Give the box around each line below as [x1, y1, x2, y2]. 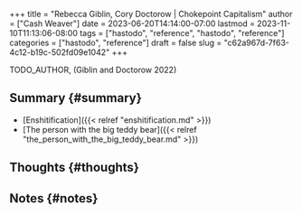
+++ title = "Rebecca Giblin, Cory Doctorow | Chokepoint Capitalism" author [9, 9, 293, 19]
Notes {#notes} [9, 191, 99, 206]
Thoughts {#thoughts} [9, 160, 140, 175]
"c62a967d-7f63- [223, 37, 289, 48]
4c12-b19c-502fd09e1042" [9, 47, 110, 58]
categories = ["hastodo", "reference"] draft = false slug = [9, 37, 222, 48]
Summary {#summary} [9, 90, 143, 106]
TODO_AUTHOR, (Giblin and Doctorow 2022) [9, 64, 177, 75]
